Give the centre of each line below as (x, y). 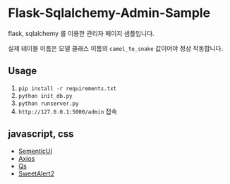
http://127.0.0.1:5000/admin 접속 (67, 111)
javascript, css (41, 134)
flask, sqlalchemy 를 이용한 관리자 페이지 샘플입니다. (81, 33)
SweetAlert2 (36, 173)
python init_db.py (45, 96)
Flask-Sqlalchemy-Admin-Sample (109, 13)
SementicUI (35, 151)
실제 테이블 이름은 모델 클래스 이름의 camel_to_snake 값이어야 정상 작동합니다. (116, 48)
